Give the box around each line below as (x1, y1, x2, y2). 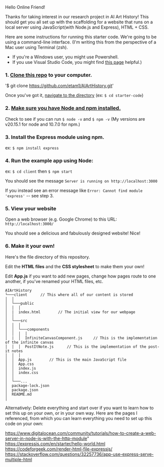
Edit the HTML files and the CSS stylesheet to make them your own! (5, 263, 145, 269)
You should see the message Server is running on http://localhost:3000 (5, 178, 158, 184)
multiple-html (5, 456, 33, 462)
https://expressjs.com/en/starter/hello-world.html (5, 440, 106, 447)
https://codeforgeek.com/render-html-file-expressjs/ (5, 446, 112, 452)
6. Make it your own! (5, 242, 55, 249)
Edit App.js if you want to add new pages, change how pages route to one (5, 273, 156, 279)
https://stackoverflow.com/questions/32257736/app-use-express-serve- (5, 451, 154, 457)
